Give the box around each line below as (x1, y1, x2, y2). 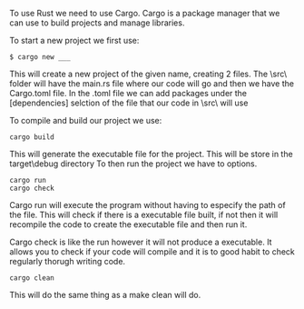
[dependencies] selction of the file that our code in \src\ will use (9, 97, 249, 108)
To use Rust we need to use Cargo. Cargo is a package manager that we (9, 8, 280, 18)
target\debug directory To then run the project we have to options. (9, 158, 258, 169)
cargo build (9, 133, 54, 142)
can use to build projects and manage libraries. (9, 17, 185, 28)
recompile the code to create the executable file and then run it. (9, 219, 248, 230)
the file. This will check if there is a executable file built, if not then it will (9, 209, 279, 220)
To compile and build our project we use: (9, 115, 162, 125)
